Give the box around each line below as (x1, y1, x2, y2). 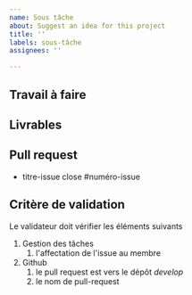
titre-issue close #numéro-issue (21, 171, 141, 182)
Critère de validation (9, 197, 125, 212)
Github (21, 257, 47, 267)
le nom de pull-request (35, 275, 120, 286)
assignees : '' (9, 46, 63, 55)
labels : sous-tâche (9, 37, 82, 47)
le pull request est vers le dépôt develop (35, 266, 184, 277)
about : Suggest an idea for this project (9, 21, 166, 30)
